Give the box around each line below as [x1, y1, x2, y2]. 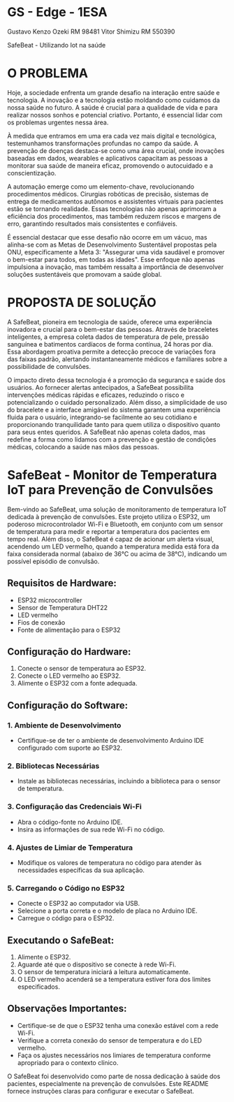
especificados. [17, 983, 61, 991]
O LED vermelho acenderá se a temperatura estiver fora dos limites [17, 976, 211, 984]
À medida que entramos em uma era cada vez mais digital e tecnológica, [7, 131, 217, 140]
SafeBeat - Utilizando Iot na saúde [7, 41, 106, 49]
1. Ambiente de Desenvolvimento [7, 720, 122, 730]
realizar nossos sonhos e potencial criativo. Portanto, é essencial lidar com [7, 110, 223, 119]
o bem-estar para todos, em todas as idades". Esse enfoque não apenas [7, 255, 215, 263]
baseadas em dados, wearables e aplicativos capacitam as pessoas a [7, 154, 208, 162]
